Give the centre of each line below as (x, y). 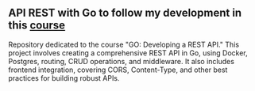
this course (37, 26)
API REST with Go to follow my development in (125, 13)
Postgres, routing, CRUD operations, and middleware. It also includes (121, 61)
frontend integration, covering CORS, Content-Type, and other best (118, 70)
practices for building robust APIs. (64, 78)
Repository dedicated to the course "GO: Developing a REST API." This (124, 44)
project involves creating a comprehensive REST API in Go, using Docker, (128, 53)
